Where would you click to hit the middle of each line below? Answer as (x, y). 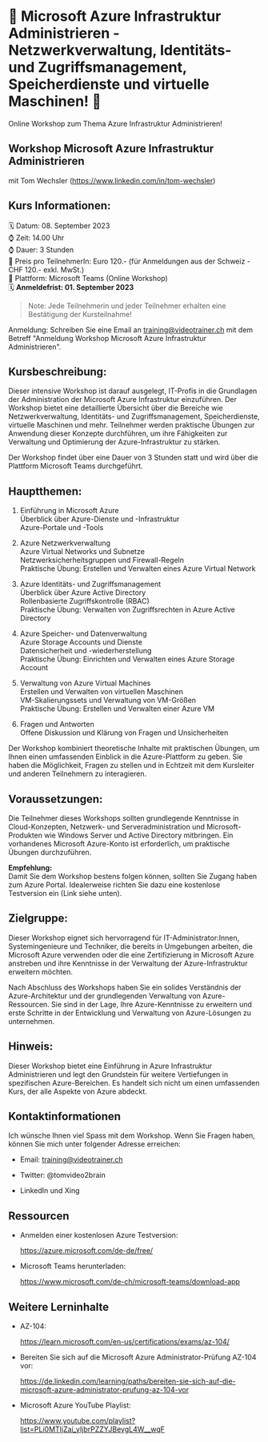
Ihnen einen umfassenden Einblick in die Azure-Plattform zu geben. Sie (126, 757)
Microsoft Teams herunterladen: (73, 1266)
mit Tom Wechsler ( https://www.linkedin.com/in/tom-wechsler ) (112, 180)
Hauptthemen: (45, 491)
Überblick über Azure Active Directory (83, 592)
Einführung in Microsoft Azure (69, 511)
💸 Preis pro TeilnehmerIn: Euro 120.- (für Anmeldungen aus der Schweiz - (129, 261)
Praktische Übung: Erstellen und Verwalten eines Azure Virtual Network (138, 568)
